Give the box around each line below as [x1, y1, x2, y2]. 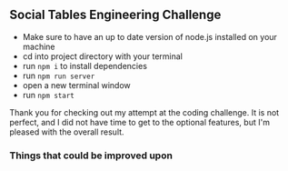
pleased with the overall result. [9, 126, 124, 137]
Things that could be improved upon [9, 149, 173, 162]
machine [22, 41, 56, 52]
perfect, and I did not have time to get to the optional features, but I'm [9, 116, 271, 127]
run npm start [22, 89, 74, 100]
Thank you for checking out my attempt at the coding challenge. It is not [9, 106, 280, 117]
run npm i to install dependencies [22, 60, 148, 71]
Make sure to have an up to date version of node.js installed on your [22, 31, 277, 42]
